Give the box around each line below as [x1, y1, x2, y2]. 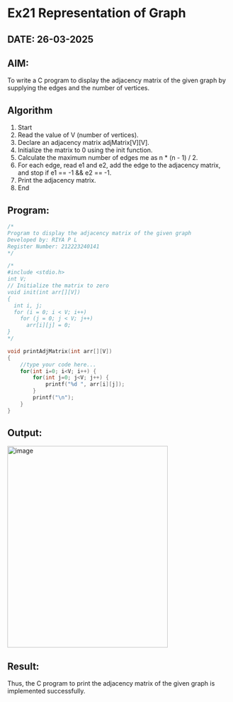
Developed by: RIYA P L [7, 236, 78, 243]
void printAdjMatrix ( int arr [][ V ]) [7, 347, 113, 355]
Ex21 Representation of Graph [7, 5, 186, 21]
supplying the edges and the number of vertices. [7, 84, 150, 92]
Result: [7, 660, 40, 672]
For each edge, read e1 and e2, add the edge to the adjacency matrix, [17, 161, 221, 170]
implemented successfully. [7, 687, 86, 696]
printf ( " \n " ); [33, 394, 74, 401]
